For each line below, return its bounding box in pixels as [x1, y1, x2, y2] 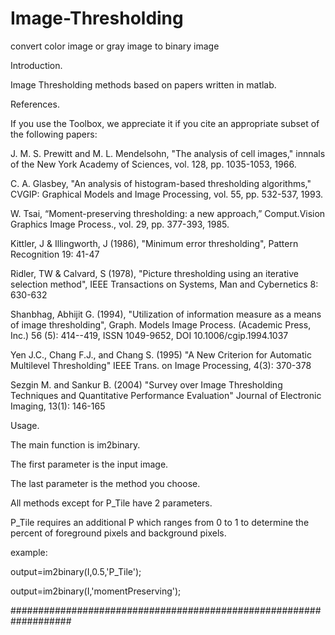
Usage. [10, 419, 40, 431]
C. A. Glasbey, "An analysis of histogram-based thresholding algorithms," [10, 177, 312, 189]
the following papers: [10, 128, 98, 140]
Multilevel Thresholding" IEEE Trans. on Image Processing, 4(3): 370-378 [10, 359, 312, 371]
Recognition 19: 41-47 [10, 248, 100, 260]
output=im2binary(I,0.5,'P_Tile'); [10, 565, 142, 577]
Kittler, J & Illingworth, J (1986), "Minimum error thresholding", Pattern [10, 237, 299, 249]
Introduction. [10, 59, 63, 71]
